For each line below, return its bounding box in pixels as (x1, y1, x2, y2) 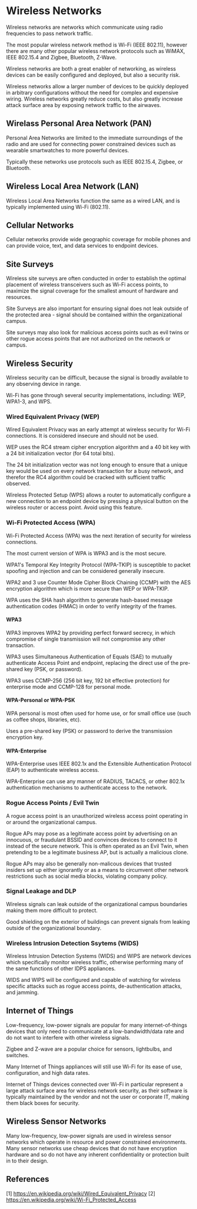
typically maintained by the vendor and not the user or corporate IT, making (6, 1093, 189, 1100)
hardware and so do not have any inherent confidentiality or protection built (6, 1151, 189, 1158)
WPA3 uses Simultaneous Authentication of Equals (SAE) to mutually (6, 653, 172, 660)
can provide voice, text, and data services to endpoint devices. (6, 242, 159, 249)
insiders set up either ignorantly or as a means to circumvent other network (6, 866, 189, 873)
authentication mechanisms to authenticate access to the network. (6, 784, 168, 791)
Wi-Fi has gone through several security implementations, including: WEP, (6, 392, 186, 398)
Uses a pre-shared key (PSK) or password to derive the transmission (6, 728, 173, 734)
